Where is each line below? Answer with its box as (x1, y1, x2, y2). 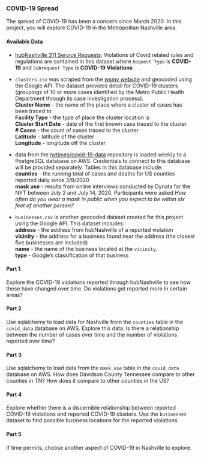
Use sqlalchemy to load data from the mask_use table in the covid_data (6, 364, 179, 372)
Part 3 (6, 351, 22, 358)
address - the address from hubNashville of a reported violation (14, 226, 173, 233)
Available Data (6, 38, 43, 45)
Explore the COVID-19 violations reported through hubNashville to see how (6, 279, 191, 286)
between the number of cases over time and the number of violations (6, 331, 178, 338)
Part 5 (6, 430, 22, 438)
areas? (6, 291, 23, 298)
